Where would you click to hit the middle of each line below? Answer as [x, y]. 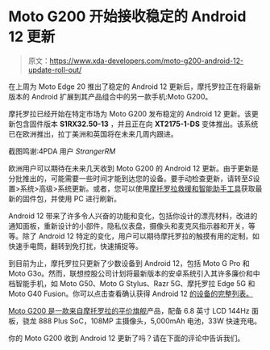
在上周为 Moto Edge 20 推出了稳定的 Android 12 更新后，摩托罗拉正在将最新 [135, 86]
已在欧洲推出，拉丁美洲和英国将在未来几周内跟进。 [93, 133]
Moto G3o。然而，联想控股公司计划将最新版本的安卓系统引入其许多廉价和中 [134, 273]
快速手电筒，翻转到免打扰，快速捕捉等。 [75, 246]
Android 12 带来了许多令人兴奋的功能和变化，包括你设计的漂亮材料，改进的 [133, 216]
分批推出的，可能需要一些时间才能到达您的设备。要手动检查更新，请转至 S [131, 178]
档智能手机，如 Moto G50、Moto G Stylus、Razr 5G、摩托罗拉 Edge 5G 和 [132, 283]
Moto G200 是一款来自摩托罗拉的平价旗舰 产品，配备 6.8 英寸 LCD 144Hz [129, 310]
